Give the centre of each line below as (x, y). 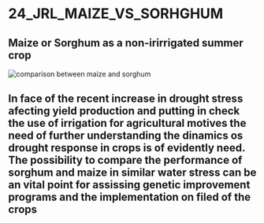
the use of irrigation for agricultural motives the (127, 123)
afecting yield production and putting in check (124, 111)
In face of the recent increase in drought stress (126, 99)
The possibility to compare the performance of (125, 160)
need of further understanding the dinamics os (126, 136)
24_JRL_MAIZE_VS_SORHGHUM (116, 14)
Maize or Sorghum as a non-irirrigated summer (126, 43)
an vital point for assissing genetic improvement (129, 185)
